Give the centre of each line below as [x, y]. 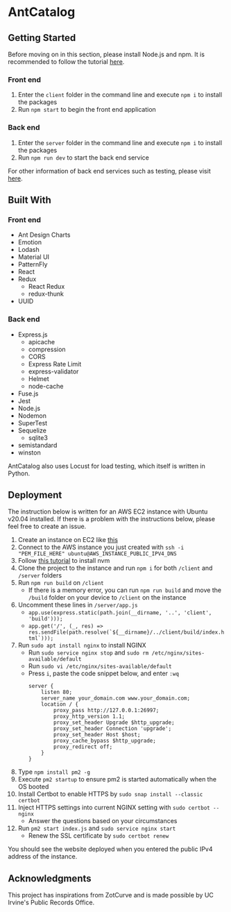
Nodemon [32, 415]
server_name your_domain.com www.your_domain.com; [115, 698]
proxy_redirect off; [83, 747]
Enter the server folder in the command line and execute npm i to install [120, 142]
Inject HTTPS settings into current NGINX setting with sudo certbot [114, 808]
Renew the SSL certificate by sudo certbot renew [99, 836]
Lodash [29, 250]
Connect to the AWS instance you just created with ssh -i [101, 547]
